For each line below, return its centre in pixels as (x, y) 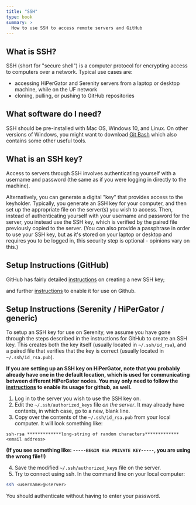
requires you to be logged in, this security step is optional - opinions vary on (98, 240)
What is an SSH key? (44, 159)
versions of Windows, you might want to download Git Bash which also (92, 134)
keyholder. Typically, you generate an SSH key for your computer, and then (97, 203)
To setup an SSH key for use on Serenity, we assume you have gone (88, 332)
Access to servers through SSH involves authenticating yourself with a (91, 173)
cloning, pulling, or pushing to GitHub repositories (74, 96)
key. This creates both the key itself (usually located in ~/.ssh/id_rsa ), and (96, 345)
